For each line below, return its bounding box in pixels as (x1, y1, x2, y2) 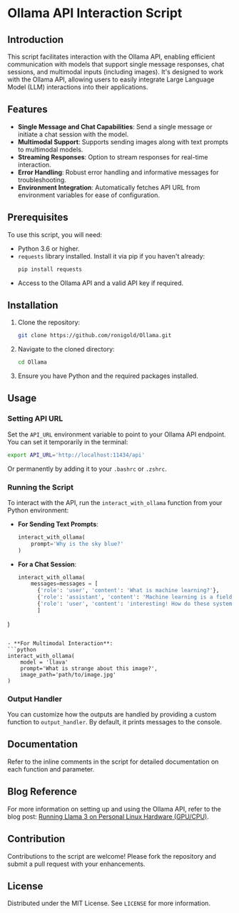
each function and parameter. (7, 764, 95, 773)
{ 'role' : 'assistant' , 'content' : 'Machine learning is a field (36, 594, 233, 601)
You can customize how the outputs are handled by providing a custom (7, 710, 217, 719)
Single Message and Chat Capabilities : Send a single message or (17, 122, 213, 131)
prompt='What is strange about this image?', (20, 664, 158, 672)
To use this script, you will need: (7, 230, 102, 239)
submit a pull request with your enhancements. (7, 859, 146, 868)
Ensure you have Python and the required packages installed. (17, 371, 198, 380)
